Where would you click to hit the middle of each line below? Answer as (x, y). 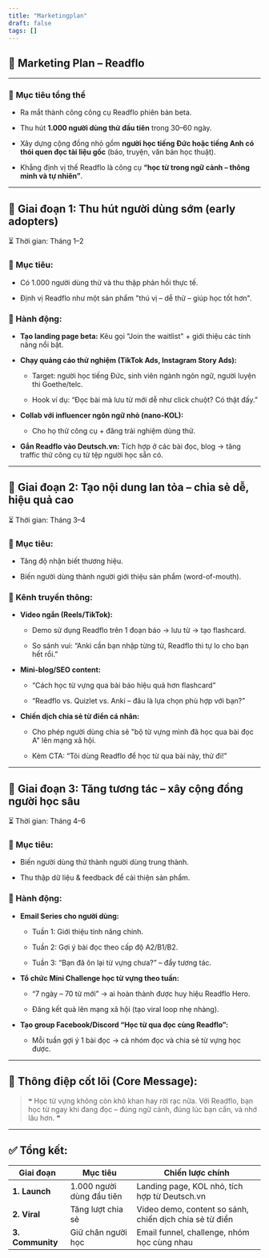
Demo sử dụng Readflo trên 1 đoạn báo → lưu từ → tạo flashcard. (139, 631)
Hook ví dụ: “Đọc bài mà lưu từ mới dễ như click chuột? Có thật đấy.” (145, 399)
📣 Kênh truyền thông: (51, 597)
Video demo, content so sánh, (193, 1209)
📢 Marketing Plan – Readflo (76, 63)
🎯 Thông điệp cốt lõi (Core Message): (103, 1081)
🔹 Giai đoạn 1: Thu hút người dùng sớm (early (122, 209)
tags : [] (23, 30)
